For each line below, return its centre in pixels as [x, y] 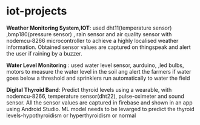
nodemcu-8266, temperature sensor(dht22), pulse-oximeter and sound [95, 96]
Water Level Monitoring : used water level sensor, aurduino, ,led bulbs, [95, 65]
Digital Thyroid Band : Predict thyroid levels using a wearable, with [89, 89]
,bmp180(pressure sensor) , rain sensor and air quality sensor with [89, 34]
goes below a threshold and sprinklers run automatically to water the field [98, 78]
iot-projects [37, 11]
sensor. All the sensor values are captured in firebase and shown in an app [99, 102]
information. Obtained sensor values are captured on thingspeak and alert [98, 47]
